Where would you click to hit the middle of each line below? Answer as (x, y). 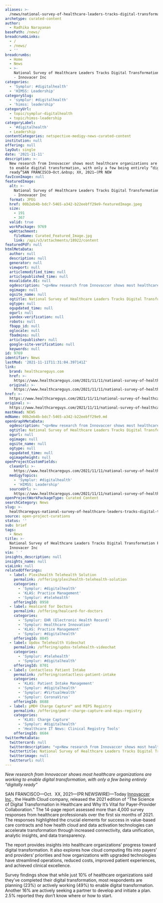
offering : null (20, 145)
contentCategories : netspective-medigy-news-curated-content (68, 136)
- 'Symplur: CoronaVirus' (44, 697)
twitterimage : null (29, 756)
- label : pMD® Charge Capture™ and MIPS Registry (60, 706)
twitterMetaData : (23, 738)
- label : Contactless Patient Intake (48, 670)
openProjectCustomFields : (31, 462)
